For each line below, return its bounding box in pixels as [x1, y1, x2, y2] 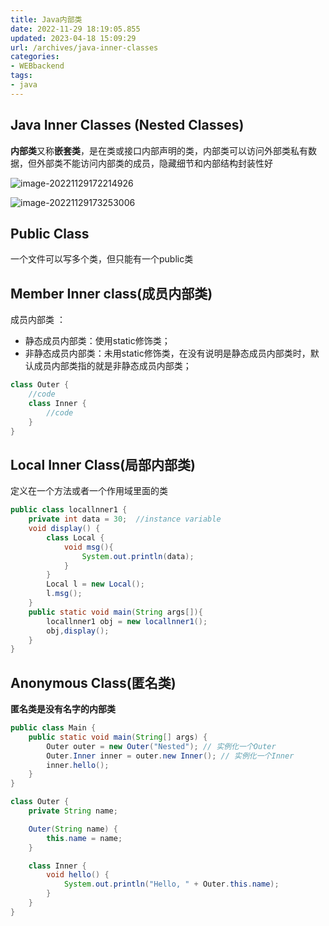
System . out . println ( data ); [81, 551, 195, 561]
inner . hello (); [46, 760, 110, 770]
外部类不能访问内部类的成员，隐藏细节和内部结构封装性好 [36, 157, 273, 169]
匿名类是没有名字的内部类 [10, 703, 116, 715]
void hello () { [46, 870, 110, 880]
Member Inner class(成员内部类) [10, 285, 213, 302]
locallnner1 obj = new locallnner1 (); [46, 616, 208, 626]
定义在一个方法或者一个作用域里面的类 [10, 485, 168, 497]
